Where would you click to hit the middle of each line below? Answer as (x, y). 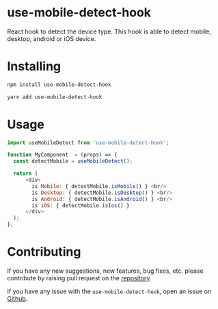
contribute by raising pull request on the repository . (79, 278)
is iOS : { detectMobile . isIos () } (81, 205)
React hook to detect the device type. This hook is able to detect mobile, (109, 31)
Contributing (44, 252)
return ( (26, 174)
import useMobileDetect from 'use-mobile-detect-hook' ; (88, 143)
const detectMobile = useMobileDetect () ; (73, 161)
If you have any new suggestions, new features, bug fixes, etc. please (105, 271)
